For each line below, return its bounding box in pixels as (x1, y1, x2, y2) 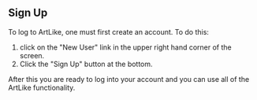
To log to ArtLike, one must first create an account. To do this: (8, 27, 209, 36)
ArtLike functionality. (8, 83, 76, 92)
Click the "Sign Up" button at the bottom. (19, 59, 153, 69)
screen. (19, 50, 45, 60)
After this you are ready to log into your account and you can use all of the (8, 74, 250, 83)
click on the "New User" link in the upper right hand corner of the (19, 43, 233, 52)
